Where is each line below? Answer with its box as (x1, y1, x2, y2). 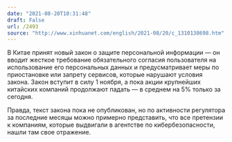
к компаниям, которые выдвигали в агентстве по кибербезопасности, (7, 121, 215, 129)
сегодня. (7, 93, 33, 101)
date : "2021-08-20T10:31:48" (7, 10, 91, 17)
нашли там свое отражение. (7, 128, 91, 136)
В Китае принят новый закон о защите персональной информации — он (7, 48, 220, 57)
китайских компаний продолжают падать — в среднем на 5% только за (7, 85, 221, 94)
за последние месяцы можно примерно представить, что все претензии (7, 114, 224, 122)
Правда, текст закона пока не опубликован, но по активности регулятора (7, 106, 226, 114)
